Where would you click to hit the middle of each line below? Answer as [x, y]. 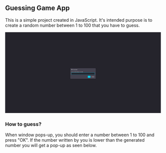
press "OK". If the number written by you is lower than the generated [75, 140]
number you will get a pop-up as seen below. [51, 146]
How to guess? [23, 124]
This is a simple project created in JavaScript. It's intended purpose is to [79, 20]
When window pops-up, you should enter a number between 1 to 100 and [80, 135]
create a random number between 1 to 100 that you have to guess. [72, 25]
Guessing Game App [38, 8]
